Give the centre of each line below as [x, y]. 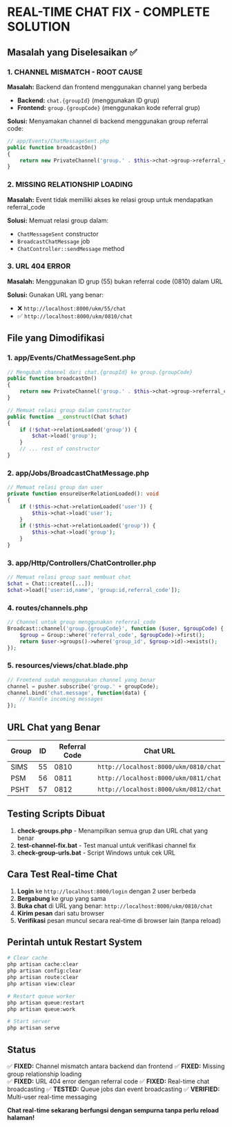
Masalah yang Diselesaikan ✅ [72, 52]
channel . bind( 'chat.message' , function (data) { [77, 693]
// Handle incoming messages [61, 699]
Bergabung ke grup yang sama [61, 898]
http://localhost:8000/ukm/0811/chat [159, 778]
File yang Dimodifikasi [56, 338]
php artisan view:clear [41, 984]
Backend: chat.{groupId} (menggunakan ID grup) [88, 100]
